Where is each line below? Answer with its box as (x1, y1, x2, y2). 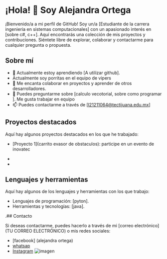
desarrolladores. (12, 86, 46, 91)
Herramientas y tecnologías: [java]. (12, 203, 85, 209)
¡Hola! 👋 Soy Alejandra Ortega (5, 4, 131, 16)
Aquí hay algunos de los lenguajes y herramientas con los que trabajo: (5, 188, 150, 194)
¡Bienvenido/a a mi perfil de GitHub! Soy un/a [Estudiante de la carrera (5, 21, 150, 27)
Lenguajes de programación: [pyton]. (12, 198, 89, 204)
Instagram (12, 248, 33, 254)
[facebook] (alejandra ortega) (12, 238, 73, 244)
